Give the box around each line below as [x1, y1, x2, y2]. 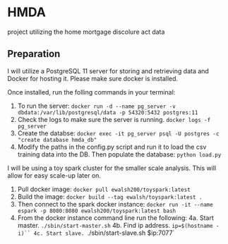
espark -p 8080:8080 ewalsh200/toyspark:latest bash [17, 207, 176, 214]
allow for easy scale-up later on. [7, 171, 101, 180]
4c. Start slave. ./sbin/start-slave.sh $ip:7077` [33, 228, 175, 237]
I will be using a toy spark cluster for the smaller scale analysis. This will [7, 164, 217, 172]
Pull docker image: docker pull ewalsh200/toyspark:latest [17, 185, 191, 193]
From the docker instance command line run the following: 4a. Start [17, 213, 214, 222]
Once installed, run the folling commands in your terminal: [7, 87, 176, 96]
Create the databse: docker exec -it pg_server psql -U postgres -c [17, 128, 220, 138]
